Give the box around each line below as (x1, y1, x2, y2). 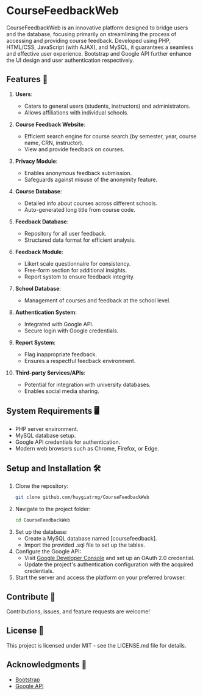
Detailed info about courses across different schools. (24, 200, 157, 207)
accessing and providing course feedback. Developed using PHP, (6, 37, 171, 44)
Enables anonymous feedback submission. (24, 169, 132, 176)
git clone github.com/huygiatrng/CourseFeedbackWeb (15, 494, 149, 501)
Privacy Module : (15, 157, 58, 165)
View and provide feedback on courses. (24, 145, 125, 153)
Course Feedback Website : (15, 121, 85, 128)
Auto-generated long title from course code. (24, 206, 136, 213)
